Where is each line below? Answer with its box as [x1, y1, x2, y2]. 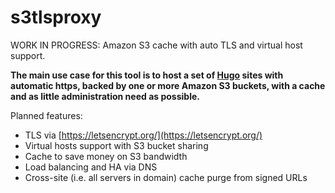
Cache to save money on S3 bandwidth [24, 150, 188, 162]
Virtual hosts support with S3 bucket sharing [24, 139, 209, 151]
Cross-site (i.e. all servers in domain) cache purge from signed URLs [24, 171, 308, 183]
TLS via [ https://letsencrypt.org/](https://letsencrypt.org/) [24, 129, 263, 141]
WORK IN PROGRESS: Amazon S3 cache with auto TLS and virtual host [10, 39, 303, 51]
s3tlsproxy [10, 6, 102, 29]
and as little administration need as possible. [10, 90, 200, 102]
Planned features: [10, 109, 83, 121]
